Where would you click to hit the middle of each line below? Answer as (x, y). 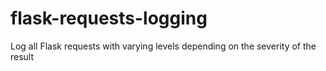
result (22, 56)
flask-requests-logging (109, 18)
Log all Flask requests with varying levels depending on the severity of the (163, 46)
